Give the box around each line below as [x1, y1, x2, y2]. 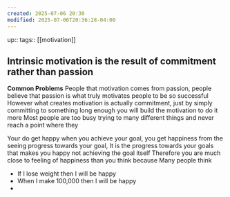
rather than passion [7, 66, 94, 78]
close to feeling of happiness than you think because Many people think [7, 156, 212, 165]
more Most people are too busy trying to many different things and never [7, 114, 214, 122]
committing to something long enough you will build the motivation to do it [7, 106, 218, 114]
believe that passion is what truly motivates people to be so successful [7, 92, 209, 100]
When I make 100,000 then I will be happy [17, 177, 137, 185]
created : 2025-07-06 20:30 [7, 10, 85, 17]
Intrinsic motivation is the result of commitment [7, 55, 216, 67]
